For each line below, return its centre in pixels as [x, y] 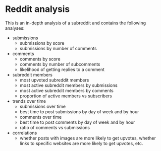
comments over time [41, 117]
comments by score [40, 59]
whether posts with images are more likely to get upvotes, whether [88, 138]
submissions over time [43, 106]
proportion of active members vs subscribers [66, 96]
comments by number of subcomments [60, 64]
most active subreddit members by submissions [69, 85]
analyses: [15, 28]
